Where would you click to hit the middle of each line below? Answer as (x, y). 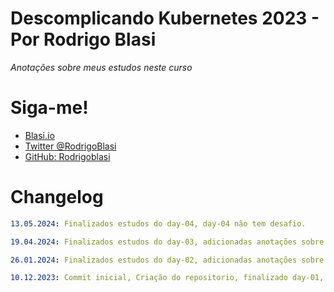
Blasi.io (39, 135)
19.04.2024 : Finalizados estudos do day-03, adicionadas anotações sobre (167, 242)
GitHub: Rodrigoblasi (67, 156)
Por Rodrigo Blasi (83, 39)
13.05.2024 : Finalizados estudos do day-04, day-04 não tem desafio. (158, 223)
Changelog (57, 197)
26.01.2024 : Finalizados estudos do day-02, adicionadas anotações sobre (167, 260)
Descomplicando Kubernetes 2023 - (165, 18)
